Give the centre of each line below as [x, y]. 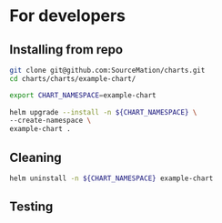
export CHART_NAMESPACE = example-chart [83, 95]
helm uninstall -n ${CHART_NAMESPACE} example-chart [111, 178]
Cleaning [35, 157]
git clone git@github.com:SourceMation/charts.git [107, 70]
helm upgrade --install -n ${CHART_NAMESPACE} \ [103, 112]
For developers [67, 16]
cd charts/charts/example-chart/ [73, 78]
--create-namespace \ [50, 121]
